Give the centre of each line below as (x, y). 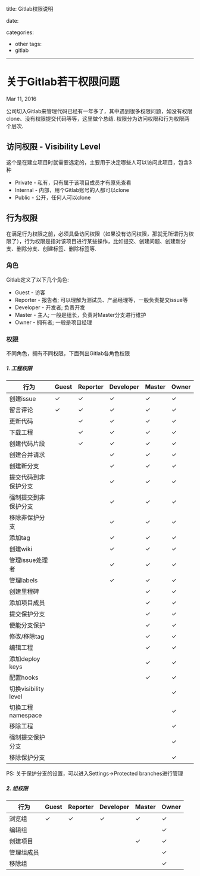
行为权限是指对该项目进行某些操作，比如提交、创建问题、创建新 (102, 241)
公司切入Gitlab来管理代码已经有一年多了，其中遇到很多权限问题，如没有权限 (99, 111)
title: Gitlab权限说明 (30, 9)
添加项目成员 (27, 603)
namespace (26, 715)
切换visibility (27, 689)
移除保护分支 (27, 758)
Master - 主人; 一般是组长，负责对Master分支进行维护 (80, 315)
